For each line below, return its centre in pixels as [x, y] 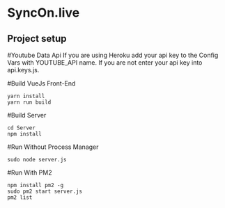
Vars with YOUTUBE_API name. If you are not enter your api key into [105, 63]
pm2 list [20, 198]
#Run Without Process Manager [53, 147]
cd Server [22, 128]
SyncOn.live [44, 13]
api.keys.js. [23, 70]
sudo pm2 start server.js [45, 191]
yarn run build [29, 102]
